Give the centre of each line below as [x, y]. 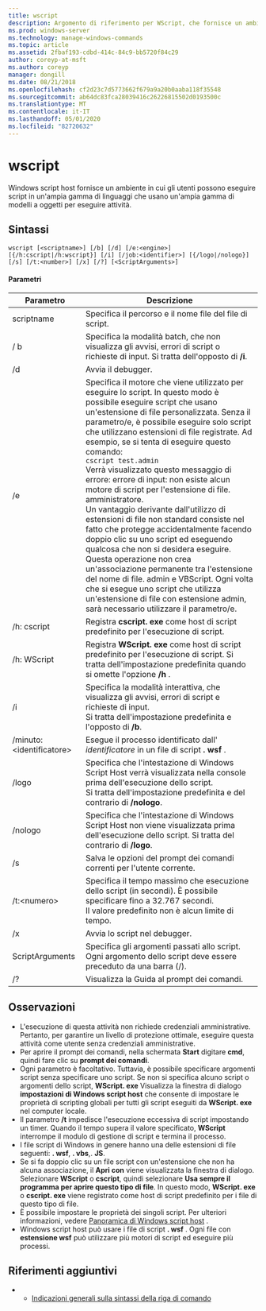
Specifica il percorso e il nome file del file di [167, 313]
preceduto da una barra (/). [137, 966]
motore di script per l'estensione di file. [158, 489]
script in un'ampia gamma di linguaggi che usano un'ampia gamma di [122, 196]
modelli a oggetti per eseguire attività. [70, 204]
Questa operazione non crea [139, 559]
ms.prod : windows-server [49, 30]
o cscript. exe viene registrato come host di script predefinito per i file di [138, 1195]
